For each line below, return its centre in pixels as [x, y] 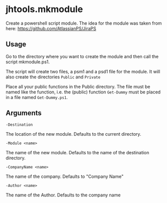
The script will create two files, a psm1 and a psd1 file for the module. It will [83, 71]
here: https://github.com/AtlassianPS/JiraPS [51, 28]
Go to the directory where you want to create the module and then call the [82, 56]
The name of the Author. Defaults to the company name [63, 195]
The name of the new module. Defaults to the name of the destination [77, 152]
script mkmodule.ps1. [28, 62]
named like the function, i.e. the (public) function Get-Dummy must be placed [83, 92]
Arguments [24, 113]
